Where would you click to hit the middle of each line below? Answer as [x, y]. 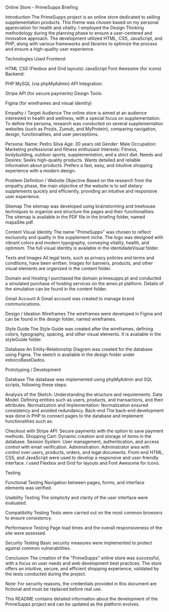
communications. [23, 304]
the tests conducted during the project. [46, 574]
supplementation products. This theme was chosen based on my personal [82, 22]
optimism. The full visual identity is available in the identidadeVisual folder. [82, 248]
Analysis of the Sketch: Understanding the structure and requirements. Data [84, 395]
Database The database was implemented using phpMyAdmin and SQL [79, 379]
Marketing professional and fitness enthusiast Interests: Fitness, [71, 149]
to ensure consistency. [29, 518]
